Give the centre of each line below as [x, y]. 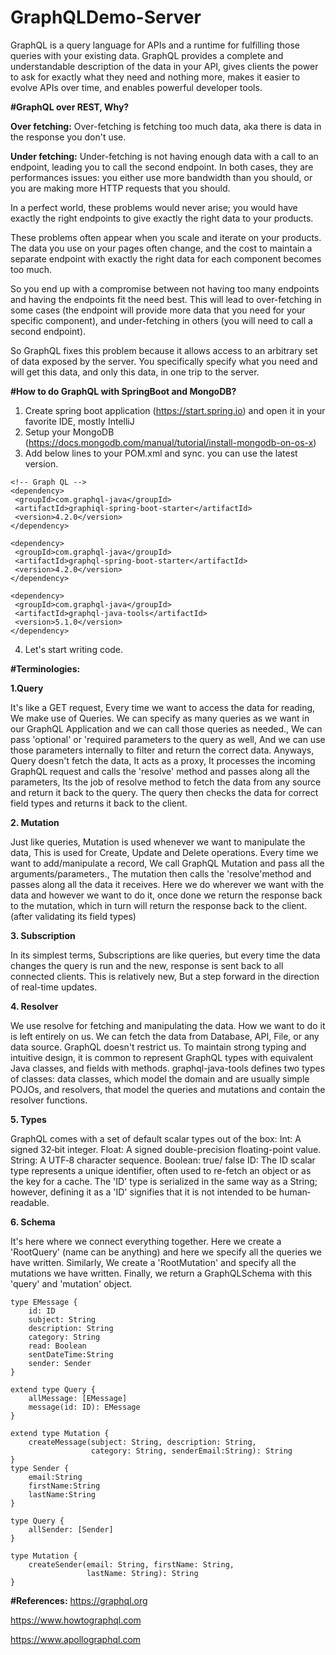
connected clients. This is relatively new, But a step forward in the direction [165, 976]
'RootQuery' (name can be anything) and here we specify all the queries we [166, 1252]
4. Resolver [34, 1006]
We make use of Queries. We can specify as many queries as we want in [160, 718]
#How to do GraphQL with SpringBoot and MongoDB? [123, 391]
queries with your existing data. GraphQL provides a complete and [147, 55]
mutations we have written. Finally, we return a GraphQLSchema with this [161, 1273]
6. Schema [33, 1222]
